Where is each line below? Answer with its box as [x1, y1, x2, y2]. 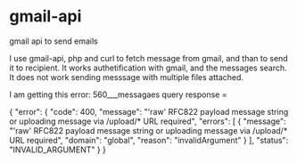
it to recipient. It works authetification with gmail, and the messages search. [9, 62, 287, 73]
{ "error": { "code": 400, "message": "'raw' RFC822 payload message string [9, 106, 289, 117]
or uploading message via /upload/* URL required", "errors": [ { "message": [9, 116, 287, 126]
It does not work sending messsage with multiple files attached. [9, 71, 243, 82]
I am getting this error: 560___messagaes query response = [9, 89, 227, 100]
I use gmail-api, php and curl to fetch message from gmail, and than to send [9, 53, 288, 63]
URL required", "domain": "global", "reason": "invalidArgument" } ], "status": [9, 134, 289, 145]
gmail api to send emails [9, 36, 98, 46]
